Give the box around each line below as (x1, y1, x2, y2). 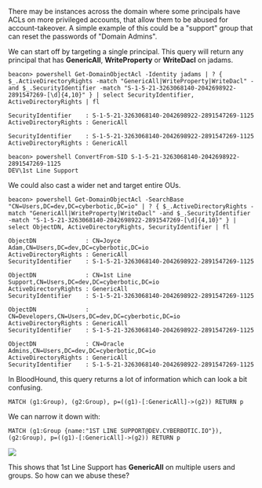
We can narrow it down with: (8, 412, 100, 421)
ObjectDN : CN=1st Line (8, 271, 132, 279)
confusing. (8, 383, 43, 392)
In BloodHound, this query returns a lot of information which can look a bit (8, 375, 248, 383)
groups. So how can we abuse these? (8, 471, 129, 480)
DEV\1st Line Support (8, 167, 79, 174)
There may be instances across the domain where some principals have (8, 7, 241, 16)
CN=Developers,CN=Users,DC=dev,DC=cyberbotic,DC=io (8, 313, 180, 321)
